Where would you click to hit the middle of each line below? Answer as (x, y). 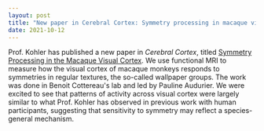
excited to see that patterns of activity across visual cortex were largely (124, 94)
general (20, 119)
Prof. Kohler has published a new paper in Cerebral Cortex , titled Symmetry (130, 53)
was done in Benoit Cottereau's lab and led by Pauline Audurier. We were (126, 86)
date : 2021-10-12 (37, 30)
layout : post (29, 15)
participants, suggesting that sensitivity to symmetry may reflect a (115, 111)
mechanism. (54, 119)
